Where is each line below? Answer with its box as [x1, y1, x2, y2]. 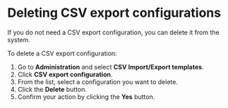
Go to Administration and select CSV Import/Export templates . [17, 62, 204, 71]
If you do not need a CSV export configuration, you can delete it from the [7, 28, 220, 36]
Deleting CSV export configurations [7, 5, 221, 21]
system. [7, 35, 30, 43]
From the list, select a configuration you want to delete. [17, 77, 179, 86]
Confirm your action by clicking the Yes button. [17, 93, 155, 101]
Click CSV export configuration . [17, 70, 113, 79]
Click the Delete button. [17, 85, 87, 93]
